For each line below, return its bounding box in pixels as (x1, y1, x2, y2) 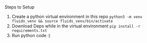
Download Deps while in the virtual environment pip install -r (11, 23, 141, 29)
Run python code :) (11, 33, 51, 38)
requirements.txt (11, 28, 48, 33)
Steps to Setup (4, 4, 35, 10)
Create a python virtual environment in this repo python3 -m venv (11, 14, 143, 19)
